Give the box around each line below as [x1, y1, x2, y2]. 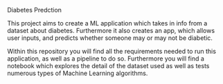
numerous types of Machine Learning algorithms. [7, 69, 148, 77]
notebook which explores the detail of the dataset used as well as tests [7, 62, 210, 70]
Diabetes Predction [7, 6, 62, 14]
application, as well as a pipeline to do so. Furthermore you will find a [7, 54, 204, 63]
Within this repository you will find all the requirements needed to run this [7, 48, 217, 55]
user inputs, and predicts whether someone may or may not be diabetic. [7, 34, 213, 42]
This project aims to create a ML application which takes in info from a [7, 19, 208, 27]
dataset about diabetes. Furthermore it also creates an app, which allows [7, 27, 215, 34]
